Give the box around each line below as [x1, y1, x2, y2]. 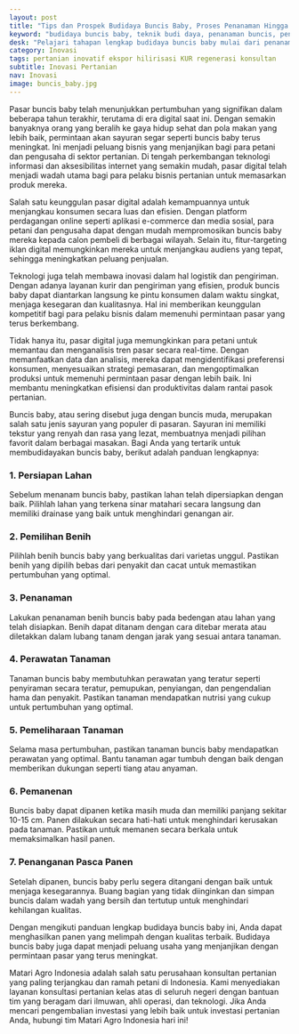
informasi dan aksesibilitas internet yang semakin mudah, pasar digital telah [9, 160, 287, 171]
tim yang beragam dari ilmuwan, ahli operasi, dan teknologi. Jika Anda [9, 996, 267, 1006]
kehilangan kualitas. [9, 904, 82, 915]
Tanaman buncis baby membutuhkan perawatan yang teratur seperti [9, 673, 261, 683]
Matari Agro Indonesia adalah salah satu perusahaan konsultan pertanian [9, 967, 278, 978]
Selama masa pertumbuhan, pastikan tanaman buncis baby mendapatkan [9, 744, 279, 755]
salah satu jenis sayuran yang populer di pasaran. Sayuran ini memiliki [9, 418, 267, 429]
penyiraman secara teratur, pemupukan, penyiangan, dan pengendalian [9, 683, 271, 693]
